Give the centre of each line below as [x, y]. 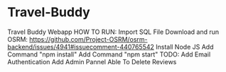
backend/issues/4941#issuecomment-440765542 [81, 47]
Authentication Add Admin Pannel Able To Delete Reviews [92, 61]
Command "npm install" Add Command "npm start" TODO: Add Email [109, 54]
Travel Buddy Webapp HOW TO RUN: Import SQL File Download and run [113, 32]
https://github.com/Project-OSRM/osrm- [88, 39]
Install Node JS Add [184, 47]
